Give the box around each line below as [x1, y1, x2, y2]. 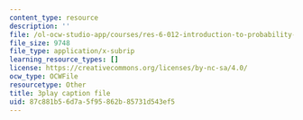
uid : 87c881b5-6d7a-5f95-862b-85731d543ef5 [9, 97, 176, 106]
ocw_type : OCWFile [9, 72, 78, 81]
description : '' [9, 22, 70, 31]
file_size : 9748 [9, 38, 70, 48]
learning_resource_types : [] [9, 55, 119, 64]
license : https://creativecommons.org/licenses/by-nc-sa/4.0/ [9, 64, 248, 73]
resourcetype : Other [9, 80, 87, 89]
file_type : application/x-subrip [9, 47, 135, 56]
